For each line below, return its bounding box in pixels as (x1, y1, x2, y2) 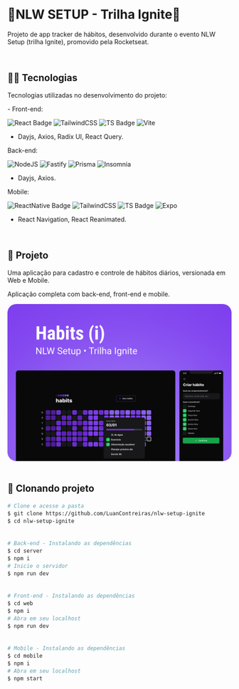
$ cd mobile (7, 653, 43, 660)
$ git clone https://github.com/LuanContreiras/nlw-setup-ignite (7, 510, 205, 517)
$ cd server (7, 547, 43, 554)
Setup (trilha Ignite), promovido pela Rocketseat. (7, 37, 149, 46)
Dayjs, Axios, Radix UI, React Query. (17, 132, 124, 141)
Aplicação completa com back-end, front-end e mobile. (7, 290, 171, 298)
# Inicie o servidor (7, 562, 69, 569)
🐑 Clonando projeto (7, 483, 95, 495)
